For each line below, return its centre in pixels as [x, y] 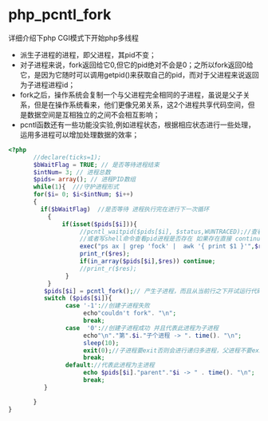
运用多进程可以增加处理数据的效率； [79, 134]
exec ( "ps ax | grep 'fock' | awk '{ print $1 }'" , [167, 246]
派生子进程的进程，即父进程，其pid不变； [88, 54]
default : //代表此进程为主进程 [110, 365]
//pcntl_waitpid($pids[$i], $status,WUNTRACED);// [165, 232]
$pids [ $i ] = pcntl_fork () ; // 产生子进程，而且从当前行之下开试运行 [147, 291]
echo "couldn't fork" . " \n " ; [130, 313]
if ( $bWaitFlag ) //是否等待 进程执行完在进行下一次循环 [125, 209]
